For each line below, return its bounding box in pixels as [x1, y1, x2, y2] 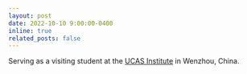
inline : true [8, 27, 52, 35]
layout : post [8, 11, 52, 20]
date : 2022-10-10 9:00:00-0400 [8, 19, 113, 27]
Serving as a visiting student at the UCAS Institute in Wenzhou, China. [8, 56, 240, 66]
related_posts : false [8, 34, 81, 43]
